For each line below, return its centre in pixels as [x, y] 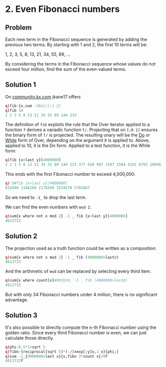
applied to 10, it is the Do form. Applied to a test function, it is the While [78, 146]
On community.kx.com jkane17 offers [43, 97]
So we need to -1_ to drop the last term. [46, 197]
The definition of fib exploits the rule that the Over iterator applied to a [78, 125]
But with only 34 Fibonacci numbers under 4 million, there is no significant [81, 294]
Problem [19, 28]
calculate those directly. [30, 338]
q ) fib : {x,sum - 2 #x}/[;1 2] [33, 106]
